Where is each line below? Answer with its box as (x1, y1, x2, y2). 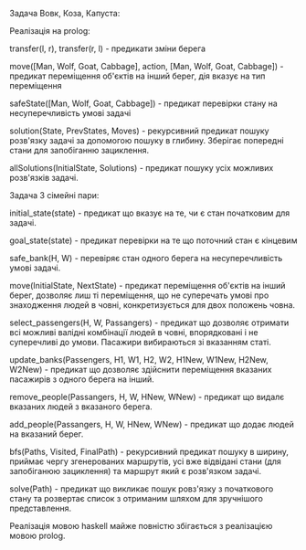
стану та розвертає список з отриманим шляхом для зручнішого (9, 493, 263, 503)
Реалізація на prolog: (9, 26, 91, 36)
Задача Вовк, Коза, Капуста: (9, 8, 121, 18)
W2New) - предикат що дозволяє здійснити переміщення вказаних (9, 365, 272, 375)
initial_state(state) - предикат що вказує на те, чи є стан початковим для (9, 207, 290, 218)
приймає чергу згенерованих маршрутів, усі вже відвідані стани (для (9, 456, 281, 467)
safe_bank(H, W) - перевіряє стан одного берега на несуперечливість (9, 253, 283, 263)
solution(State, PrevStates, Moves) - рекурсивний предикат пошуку (9, 125, 269, 136)
